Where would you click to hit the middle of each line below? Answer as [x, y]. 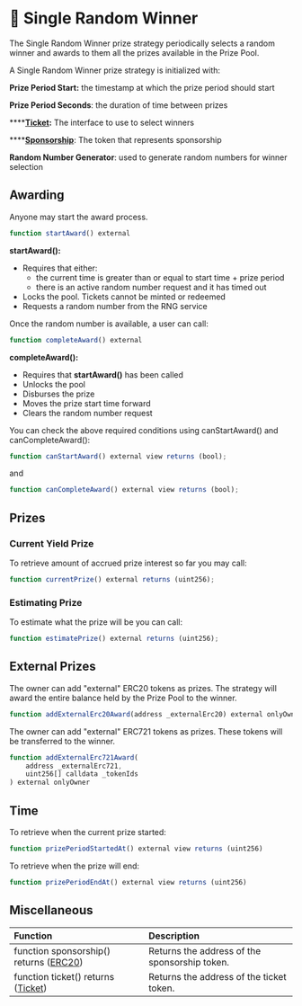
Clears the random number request [87, 413]
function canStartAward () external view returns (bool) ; [118, 456]
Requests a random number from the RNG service [115, 306]
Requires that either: [60, 268]
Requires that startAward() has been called [103, 374]
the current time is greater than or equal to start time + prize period [160, 277]
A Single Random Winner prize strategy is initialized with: [115, 70]
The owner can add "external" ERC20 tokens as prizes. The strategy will [143, 688]
